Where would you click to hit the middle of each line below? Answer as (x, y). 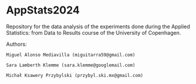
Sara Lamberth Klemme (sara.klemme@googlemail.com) (71, 65)
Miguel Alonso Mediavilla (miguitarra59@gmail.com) (71, 55)
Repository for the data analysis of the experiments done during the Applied (98, 26)
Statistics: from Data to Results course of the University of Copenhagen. (94, 32)
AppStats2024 (43, 10)
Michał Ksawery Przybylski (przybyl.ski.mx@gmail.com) (75, 75)
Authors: (16, 44)
